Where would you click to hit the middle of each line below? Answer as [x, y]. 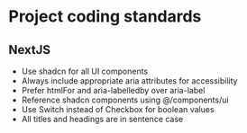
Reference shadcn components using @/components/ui [125, 100]
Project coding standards [105, 17]
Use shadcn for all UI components [85, 71]
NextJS [30, 50]
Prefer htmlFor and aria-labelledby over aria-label [113, 90]
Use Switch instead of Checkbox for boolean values [118, 109]
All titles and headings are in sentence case [102, 119]
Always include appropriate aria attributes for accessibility [129, 81]
